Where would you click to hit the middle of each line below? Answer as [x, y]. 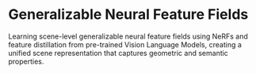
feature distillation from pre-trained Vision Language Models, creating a [125, 44]
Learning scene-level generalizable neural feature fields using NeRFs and [128, 36]
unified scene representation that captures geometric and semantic [118, 53]
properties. [26, 61]
